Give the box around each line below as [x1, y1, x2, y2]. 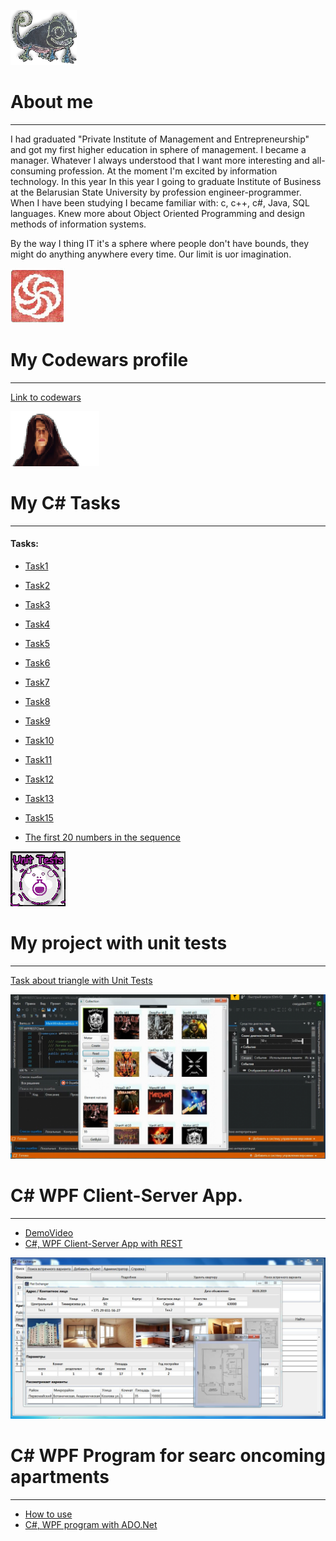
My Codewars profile [10, 349, 189, 372]
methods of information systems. [10, 218, 147, 230]
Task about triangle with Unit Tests [10, 974, 153, 986]
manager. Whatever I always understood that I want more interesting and [10, 154, 310, 166]
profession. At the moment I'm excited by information [58, 165, 278, 177]
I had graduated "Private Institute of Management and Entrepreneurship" [10, 133, 310, 145]
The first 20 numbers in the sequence [24, 831, 181, 844]
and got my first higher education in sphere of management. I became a [10, 143, 307, 155]
